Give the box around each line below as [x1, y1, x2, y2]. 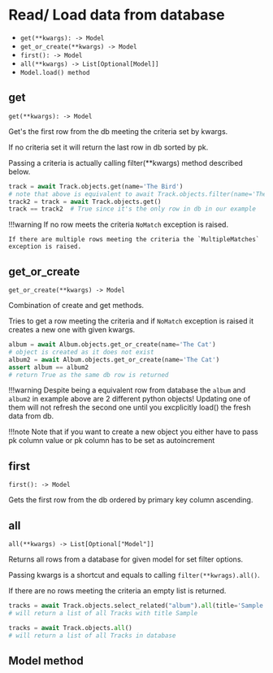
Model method [8, 653, 84, 667]
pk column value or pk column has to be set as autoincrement [8, 436, 215, 445]
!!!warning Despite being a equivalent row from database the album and [8, 385, 246, 395]
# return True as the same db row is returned [8, 371, 169, 379]
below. [8, 167, 31, 176]
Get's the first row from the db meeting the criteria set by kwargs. [8, 126, 228, 136]
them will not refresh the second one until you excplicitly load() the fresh [8, 402, 251, 412]
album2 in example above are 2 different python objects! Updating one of [8, 394, 251, 404]
